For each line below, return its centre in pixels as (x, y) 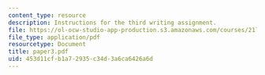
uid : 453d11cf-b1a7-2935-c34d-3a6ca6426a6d (81, 59)
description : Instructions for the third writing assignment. (112, 23)
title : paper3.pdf (38, 52)
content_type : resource (47, 15)
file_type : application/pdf (54, 37)
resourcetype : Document (47, 45)
